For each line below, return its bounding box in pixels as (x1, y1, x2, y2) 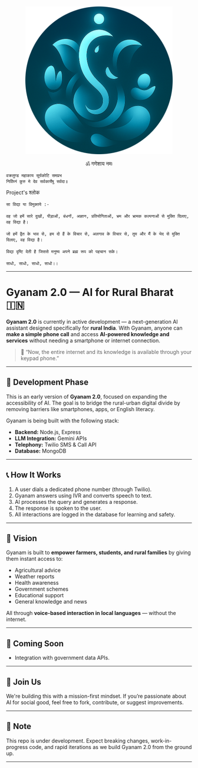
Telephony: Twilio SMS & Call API (14, 441, 97, 448)
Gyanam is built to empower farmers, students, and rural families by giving (6, 549, 192, 556)
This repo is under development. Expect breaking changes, (6, 737, 150, 744)
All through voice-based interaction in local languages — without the (6, 610, 177, 617)
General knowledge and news (14, 598, 87, 606)
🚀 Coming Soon (6, 639, 64, 649)
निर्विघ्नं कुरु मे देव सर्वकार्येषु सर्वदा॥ (6, 178, 68, 184)
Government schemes (14, 585, 69, 593)
